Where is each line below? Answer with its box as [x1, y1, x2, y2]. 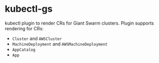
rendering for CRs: [5, 25, 44, 31]
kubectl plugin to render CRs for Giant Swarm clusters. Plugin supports [5, 20, 154, 26]
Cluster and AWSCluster [12, 35, 62, 41]
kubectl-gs [5, 3, 53, 15]
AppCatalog [12, 47, 36, 52]
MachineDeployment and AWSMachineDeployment [12, 40, 108, 47]
